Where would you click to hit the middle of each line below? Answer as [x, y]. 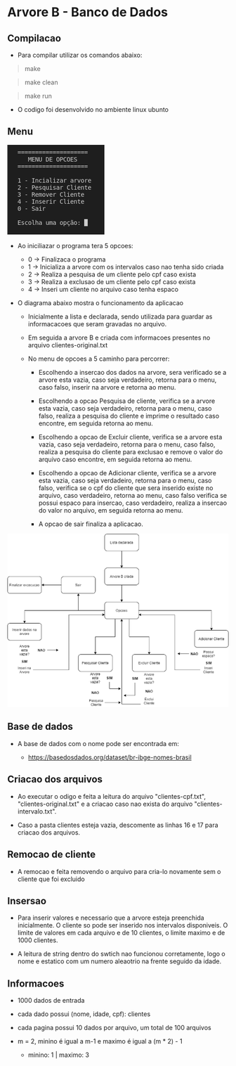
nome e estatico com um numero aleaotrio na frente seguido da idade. [119, 961]
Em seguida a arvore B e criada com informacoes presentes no [119, 338]
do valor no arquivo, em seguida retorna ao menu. [111, 510]
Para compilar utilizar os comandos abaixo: [80, 55]
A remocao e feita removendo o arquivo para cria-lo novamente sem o [119, 871]
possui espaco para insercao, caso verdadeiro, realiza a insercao [132, 503]
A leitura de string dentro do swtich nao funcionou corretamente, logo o [122, 954]
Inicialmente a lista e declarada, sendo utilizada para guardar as [120, 316]
